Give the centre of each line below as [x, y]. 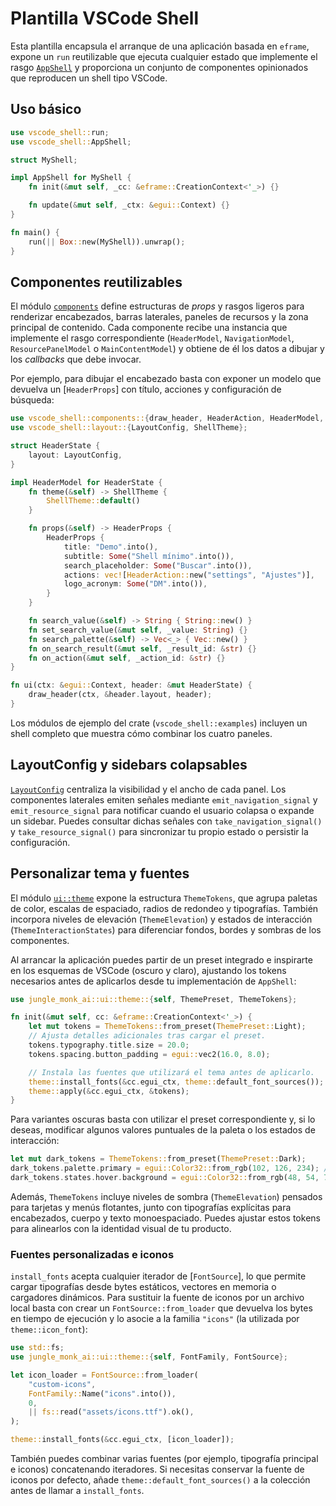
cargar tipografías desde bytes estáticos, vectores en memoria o [143, 1287]
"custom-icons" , [62, 1384]
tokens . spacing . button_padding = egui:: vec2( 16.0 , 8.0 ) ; [149, 1054]
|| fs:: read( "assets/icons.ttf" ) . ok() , [111, 1412]
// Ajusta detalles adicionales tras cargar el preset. [147, 1036]
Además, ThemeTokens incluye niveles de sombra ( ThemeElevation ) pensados [166, 1196]
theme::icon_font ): [49, 1329]
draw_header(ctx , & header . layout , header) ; [120, 695]
